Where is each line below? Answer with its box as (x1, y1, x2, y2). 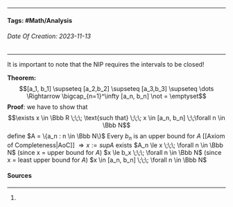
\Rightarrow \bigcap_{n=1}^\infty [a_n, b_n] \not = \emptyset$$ (26, 92, 207, 100)
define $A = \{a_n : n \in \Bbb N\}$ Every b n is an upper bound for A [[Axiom (7, 131, 225, 142)
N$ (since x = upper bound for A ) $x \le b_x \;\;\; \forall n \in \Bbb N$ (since (7, 148, 222, 156)
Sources (7, 172, 33, 180)
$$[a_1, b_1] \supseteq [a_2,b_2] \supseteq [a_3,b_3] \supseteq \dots (19, 84, 214, 92)
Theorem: (7, 74, 37, 82)
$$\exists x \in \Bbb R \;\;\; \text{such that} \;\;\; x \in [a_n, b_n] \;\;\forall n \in (8, 113, 225, 122)
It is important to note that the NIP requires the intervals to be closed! (7, 60, 205, 68)
